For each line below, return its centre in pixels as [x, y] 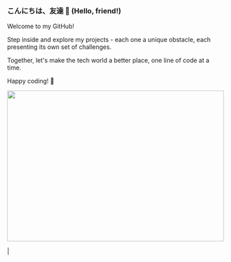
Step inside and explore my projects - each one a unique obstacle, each [109, 40]
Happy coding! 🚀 [31, 81]
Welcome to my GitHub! [41, 26]
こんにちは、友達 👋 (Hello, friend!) [64, 10]
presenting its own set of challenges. [59, 47]
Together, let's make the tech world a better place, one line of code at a [108, 61]
